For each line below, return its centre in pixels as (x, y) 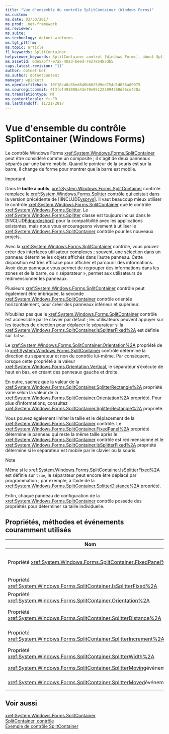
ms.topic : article (24, 47)
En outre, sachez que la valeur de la (42, 382)
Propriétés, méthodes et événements (65, 522)
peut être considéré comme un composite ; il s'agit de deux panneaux (78, 159)
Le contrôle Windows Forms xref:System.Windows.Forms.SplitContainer (80, 153)
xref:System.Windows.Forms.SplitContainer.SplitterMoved (76, 682)
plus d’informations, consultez (36, 403)
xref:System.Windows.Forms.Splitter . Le (47, 210)
